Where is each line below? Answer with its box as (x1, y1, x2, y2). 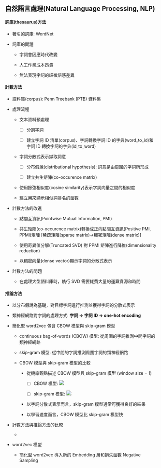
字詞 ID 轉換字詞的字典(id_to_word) (26, 143, 96, 149)
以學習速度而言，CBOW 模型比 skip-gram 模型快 (26, 412, 123, 417)
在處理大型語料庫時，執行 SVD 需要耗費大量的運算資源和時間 (19, 278, 141, 284)
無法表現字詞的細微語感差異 (19, 72, 75, 78)
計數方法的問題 (12, 268, 42, 274)
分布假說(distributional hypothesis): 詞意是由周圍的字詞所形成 (26, 164, 149, 170)
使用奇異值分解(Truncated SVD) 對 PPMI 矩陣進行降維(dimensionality (19, 243, 157, 248)
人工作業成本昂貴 (19, 62, 54, 68)
